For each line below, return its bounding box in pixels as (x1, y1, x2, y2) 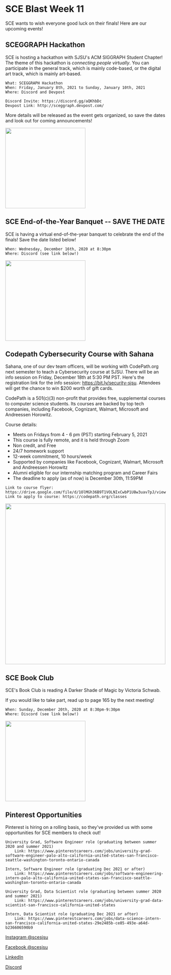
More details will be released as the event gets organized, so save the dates (5, 112, 165, 118)
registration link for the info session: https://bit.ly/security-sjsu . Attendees (5, 380, 161, 386)
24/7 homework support (12, 448, 64, 454)
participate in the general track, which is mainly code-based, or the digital (5, 65, 161, 71)
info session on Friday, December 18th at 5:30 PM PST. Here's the (5, 374, 144, 381)
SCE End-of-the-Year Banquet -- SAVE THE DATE (5, 217, 165, 226)
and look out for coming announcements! (5, 117, 92, 123)
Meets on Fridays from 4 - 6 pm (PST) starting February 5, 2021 (12, 432, 147, 438)
